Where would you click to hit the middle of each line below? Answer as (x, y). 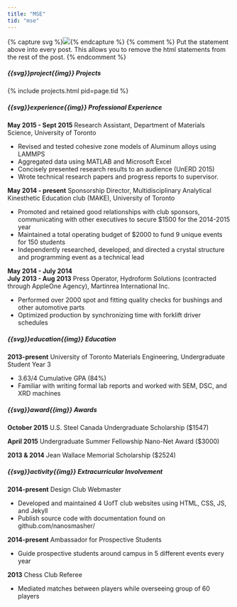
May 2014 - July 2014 (40, 271)
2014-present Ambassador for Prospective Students (84, 540)
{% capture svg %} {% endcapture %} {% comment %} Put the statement (118, 42)
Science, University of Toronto (52, 133)
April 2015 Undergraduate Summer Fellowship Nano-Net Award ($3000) (114, 441)
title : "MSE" (27, 14)
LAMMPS (31, 154)
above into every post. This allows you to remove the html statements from (116, 49)
